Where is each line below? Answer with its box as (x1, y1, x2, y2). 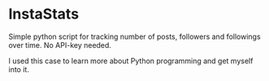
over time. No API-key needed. (8, 40, 112, 49)
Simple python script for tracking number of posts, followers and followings (8, 32, 262, 41)
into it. (8, 64, 30, 74)
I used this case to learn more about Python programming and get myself (8, 56, 254, 66)
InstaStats (8, 5, 80, 23)
